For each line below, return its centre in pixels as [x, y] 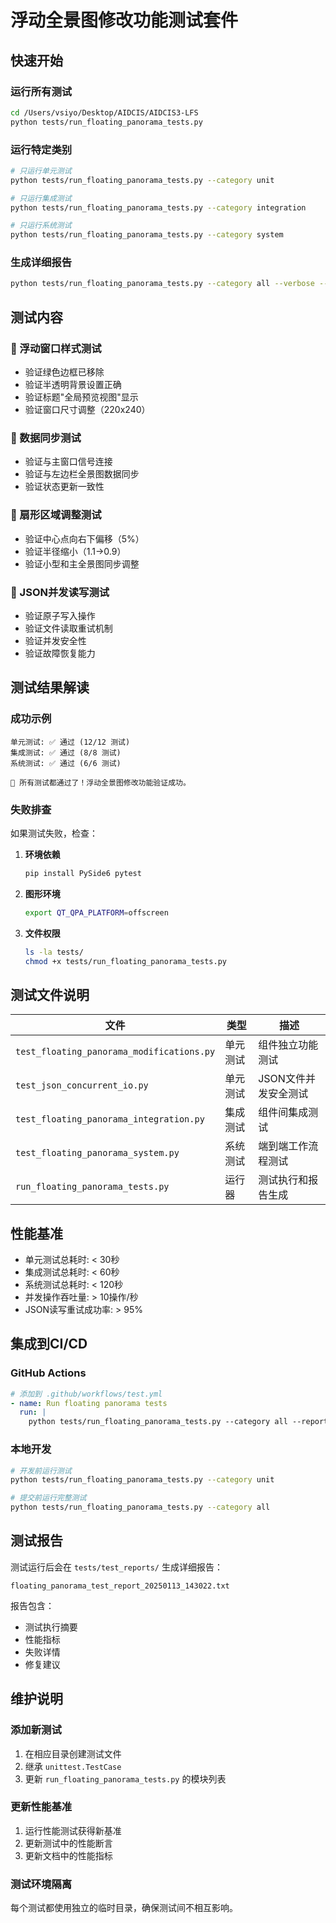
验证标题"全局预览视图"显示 [81, 397]
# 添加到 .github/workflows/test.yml [86, 1394]
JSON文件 [282, 1079]
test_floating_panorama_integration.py [110, 1119]
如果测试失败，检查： [54, 833]
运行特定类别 [41, 149]
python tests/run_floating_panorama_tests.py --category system [147, 235]
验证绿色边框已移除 [64, 372]
